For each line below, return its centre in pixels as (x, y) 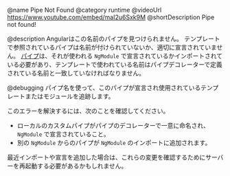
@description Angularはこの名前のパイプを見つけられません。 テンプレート (114, 38)
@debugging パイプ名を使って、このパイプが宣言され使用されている (104, 88)
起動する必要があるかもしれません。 (76, 166)
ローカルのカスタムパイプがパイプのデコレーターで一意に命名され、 (113, 125)
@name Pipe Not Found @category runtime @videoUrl (84, 10)
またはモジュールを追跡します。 (70, 96)
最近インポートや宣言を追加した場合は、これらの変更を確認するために (106, 157)
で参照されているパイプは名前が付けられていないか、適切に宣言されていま (112, 47)
